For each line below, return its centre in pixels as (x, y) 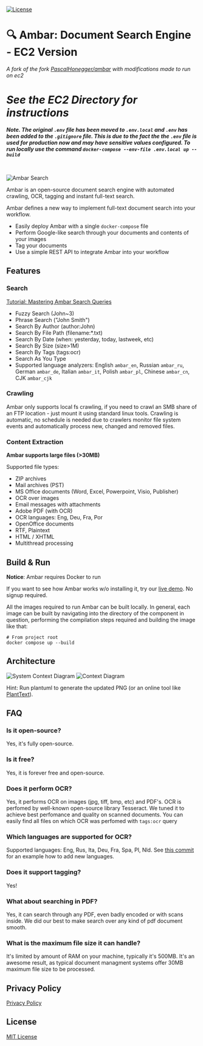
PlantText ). (20, 694)
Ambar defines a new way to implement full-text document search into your (101, 208)
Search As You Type (40, 358)
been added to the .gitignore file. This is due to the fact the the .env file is (101, 136)
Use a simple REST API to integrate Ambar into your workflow (92, 251)
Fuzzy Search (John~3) (45, 313)
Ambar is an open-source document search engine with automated (90, 190)
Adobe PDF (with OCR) (44, 511)
